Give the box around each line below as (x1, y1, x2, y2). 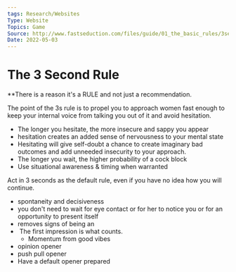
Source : (7, 30, 30, 37)
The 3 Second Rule (7, 67, 119, 83)
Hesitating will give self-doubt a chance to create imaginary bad (17, 140, 204, 149)
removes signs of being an (17, 220, 95, 228)
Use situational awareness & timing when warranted (17, 163, 169, 171)
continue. (7, 184, 35, 192)
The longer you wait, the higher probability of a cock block (17, 155, 188, 163)
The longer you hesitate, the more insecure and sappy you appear (17, 125, 209, 134)
